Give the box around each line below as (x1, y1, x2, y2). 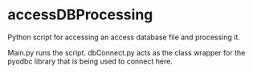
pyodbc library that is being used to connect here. (7, 56, 173, 66)
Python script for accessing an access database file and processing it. (7, 32, 240, 42)
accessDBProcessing (7, 6, 153, 24)
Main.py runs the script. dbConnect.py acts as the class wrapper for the (7, 47, 246, 57)
